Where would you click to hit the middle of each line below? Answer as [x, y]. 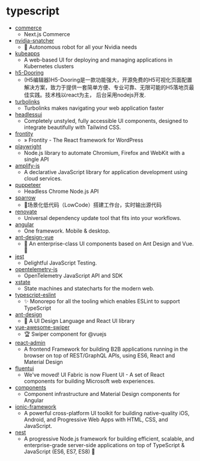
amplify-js [27, 165]
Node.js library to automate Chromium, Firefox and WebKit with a [104, 152]
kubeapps [27, 53]
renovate [26, 212]
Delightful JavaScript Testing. [60, 263]
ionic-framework [35, 406]
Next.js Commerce [47, 34]
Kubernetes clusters [49, 66]
